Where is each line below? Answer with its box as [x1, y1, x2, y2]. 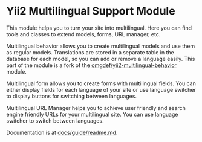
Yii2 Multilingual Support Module [6, 4, 175, 18]
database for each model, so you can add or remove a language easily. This [6, 55, 195, 62]
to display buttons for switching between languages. [6, 92, 137, 100]
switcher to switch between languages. [6, 117, 104, 124]
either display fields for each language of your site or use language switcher [6, 86, 197, 93]
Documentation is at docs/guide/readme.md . [6, 129, 118, 136]
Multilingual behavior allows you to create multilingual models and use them [6, 42, 195, 50]
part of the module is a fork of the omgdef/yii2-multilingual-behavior [6, 62, 177, 69]
